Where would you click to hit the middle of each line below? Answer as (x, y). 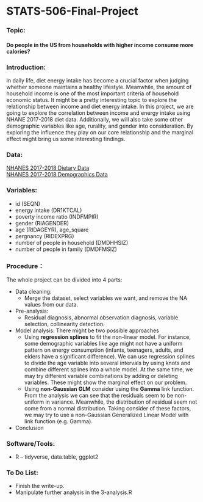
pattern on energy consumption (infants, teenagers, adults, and (104, 350)
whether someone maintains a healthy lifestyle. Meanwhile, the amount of (99, 87)
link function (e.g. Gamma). (59, 421)
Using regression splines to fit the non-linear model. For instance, (107, 336)
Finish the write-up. (40, 486)
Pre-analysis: (32, 311)
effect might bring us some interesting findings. (66, 139)
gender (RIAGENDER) (42, 223)
